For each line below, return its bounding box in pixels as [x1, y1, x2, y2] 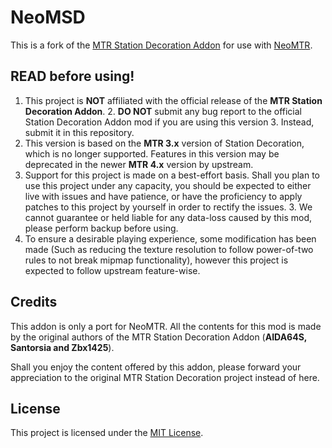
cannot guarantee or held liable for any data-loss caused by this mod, [24, 211, 313, 223]
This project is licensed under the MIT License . [10, 427, 204, 439]
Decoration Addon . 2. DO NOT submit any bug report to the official [24, 105, 303, 117]
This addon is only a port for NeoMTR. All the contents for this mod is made [10, 320, 322, 332]
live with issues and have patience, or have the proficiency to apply [24, 190, 303, 202]
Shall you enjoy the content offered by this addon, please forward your [10, 361, 302, 373]
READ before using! [10, 68, 135, 85]
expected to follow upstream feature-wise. [24, 264, 201, 276]
